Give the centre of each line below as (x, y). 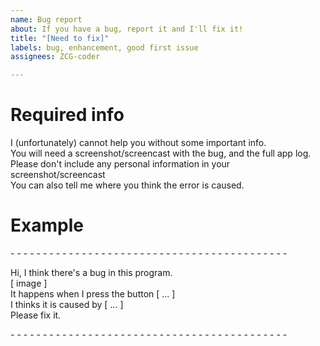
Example (47, 225)
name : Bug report (46, 19)
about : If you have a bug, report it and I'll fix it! (127, 29)
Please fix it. (36, 315)
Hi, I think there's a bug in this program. (91, 272)
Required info (67, 115)
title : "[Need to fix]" (60, 38)
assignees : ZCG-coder (55, 57)
